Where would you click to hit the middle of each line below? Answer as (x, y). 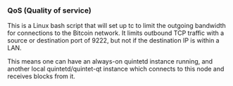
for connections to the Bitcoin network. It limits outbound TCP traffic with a (116, 33)
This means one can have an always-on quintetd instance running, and (110, 62)
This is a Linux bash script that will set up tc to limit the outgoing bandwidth (117, 26)
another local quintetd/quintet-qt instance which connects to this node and (116, 69)
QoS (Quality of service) (49, 10)
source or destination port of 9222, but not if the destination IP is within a (113, 41)
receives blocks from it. (42, 76)
